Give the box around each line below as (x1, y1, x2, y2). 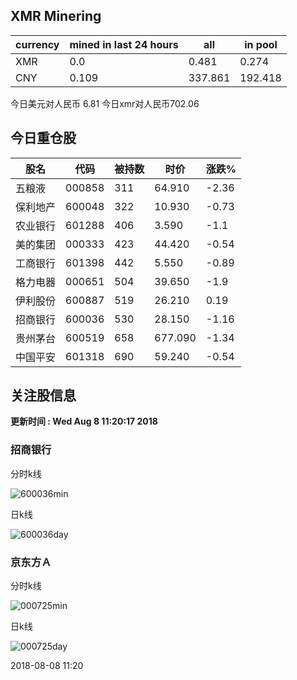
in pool (244, 37, 278, 51)
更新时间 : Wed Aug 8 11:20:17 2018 (10, 415, 158, 428)
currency (15, 37, 60, 51)
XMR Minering (10, 8, 102, 25)
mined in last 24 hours (69, 37, 179, 51)
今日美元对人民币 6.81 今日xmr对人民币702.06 (10, 97, 200, 109)
